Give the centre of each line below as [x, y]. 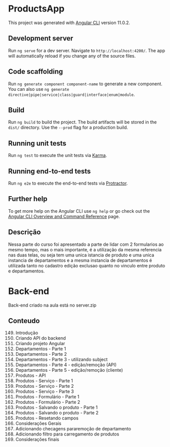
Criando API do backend [41, 338]
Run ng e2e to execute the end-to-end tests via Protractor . [68, 183]
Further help [28, 199]
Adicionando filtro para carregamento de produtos [67, 434]
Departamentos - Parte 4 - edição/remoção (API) [66, 365]
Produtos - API [30, 376]
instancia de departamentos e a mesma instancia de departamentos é [80, 260]
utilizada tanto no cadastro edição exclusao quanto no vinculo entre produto [87, 265]
